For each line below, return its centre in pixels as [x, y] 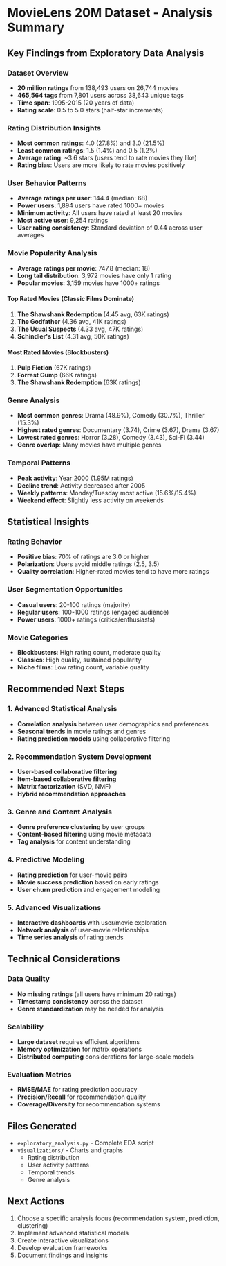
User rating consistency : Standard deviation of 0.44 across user [110, 228]
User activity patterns [58, 1165]
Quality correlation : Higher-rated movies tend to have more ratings [113, 572]
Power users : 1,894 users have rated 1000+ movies [91, 205]
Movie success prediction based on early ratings [88, 882]
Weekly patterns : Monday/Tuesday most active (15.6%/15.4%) [106, 493]
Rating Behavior [35, 542]
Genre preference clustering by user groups [81, 827]
